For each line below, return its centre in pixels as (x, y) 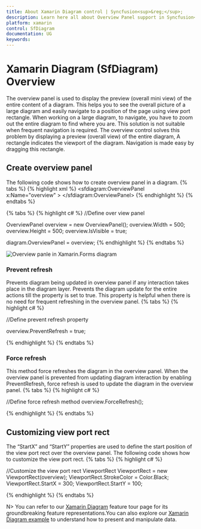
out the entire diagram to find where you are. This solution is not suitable (96, 124)
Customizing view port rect (58, 432)
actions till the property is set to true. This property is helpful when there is (98, 295)
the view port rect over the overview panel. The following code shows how (98, 453)
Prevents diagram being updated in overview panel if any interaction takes (98, 283)
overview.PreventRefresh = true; (46, 331)
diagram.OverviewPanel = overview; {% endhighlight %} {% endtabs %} (95, 242)
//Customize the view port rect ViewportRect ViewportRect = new (87, 471)
